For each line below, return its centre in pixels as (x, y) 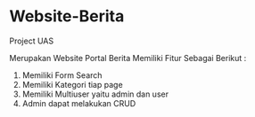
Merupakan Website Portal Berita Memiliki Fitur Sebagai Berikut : (128, 58)
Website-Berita (67, 16)
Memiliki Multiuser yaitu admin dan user (95, 94)
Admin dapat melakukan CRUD (79, 103)
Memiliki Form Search (62, 75)
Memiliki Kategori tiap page (72, 84)
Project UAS (32, 41)
